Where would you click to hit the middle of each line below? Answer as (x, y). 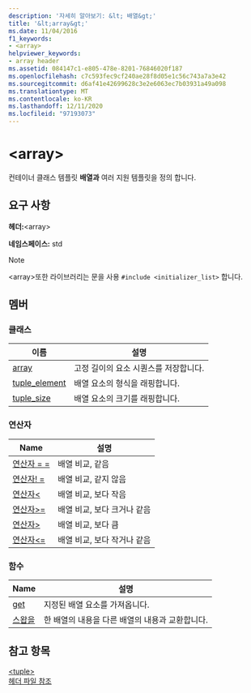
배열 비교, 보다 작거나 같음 (104, 540)
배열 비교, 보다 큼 (88, 524)
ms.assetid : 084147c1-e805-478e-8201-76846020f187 (96, 69)
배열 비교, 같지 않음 (92, 479)
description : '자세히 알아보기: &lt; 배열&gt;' (82, 16)
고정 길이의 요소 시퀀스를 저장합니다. (139, 368)
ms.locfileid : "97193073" (52, 114)
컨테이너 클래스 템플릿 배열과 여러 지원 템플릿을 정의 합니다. (102, 177)
